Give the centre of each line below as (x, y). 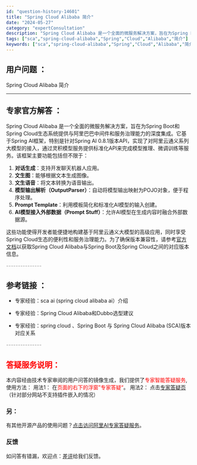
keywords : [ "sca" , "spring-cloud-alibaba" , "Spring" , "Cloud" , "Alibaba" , (94, 45)
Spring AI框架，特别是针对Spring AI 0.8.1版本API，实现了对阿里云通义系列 (100, 140)
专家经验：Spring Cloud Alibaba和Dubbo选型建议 (74, 313)
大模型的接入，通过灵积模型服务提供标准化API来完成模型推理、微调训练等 (95, 148)
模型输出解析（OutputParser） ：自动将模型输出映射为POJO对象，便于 (99, 190)
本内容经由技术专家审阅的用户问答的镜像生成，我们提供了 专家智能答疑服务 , (97, 380)
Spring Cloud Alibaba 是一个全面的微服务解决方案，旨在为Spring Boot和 (93, 126)
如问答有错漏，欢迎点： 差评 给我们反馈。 (55, 456)
